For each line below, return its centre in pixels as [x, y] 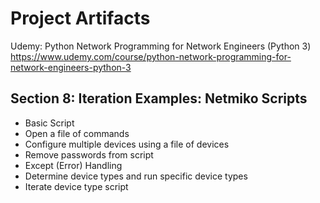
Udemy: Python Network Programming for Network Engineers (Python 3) [161, 46]
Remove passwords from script [89, 154]
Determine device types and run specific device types [136, 176]
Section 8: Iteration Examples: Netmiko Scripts [159, 98]
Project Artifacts [80, 18]
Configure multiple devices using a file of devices [127, 144]
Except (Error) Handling [73, 165]
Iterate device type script [76, 186]
